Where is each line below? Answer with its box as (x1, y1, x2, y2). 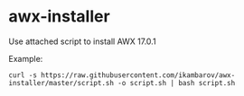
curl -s (8, 70, 38, 80)
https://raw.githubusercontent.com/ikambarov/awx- (41, 70, 236, 80)
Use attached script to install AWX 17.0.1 (8, 36, 156, 47)
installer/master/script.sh (8, 78, 115, 87)
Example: (8, 53, 43, 64)
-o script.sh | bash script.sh (117, 78, 236, 87)
